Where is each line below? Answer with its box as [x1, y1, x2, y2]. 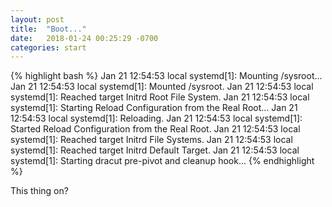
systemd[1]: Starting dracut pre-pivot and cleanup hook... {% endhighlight [10, 155, 315, 167]
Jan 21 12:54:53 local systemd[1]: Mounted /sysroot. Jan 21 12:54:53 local [10, 81, 314, 93]
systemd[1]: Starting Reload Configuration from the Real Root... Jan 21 [10, 102, 298, 114]
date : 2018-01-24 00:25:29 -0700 [10, 33, 159, 43]
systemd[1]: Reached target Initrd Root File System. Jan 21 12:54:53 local [10, 91, 310, 103]
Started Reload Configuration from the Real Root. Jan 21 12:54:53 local [10, 123, 301, 135]
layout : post [10, 14, 65, 25]
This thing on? [10, 185, 69, 197]
